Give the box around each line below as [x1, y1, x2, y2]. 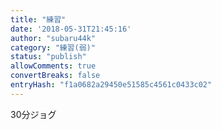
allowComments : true [10, 61, 97, 71]
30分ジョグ [10, 108, 57, 120]
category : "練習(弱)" [10, 42, 96, 53]
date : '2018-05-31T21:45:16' [10, 24, 132, 34]
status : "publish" [10, 52, 87, 62]
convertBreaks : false [10, 71, 101, 81]
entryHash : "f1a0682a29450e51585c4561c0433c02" [10, 80, 213, 90]
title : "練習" [10, 14, 67, 25]
